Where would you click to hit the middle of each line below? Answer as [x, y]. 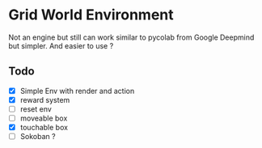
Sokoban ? [38, 137]
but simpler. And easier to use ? [61, 45]
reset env [36, 109]
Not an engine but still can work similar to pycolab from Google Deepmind [131, 37]
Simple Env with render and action [77, 91]
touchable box [44, 127]
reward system [45, 99]
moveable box [44, 118]
